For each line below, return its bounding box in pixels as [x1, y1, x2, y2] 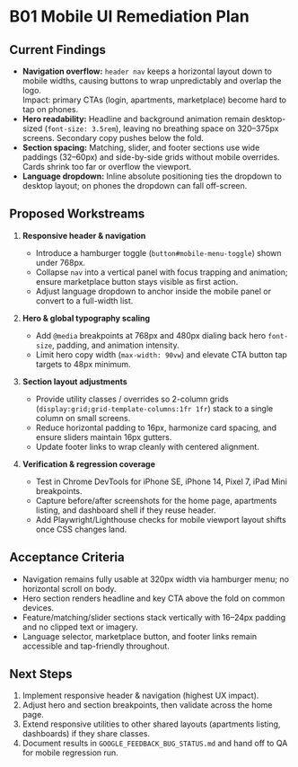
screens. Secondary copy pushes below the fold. [22, 133, 205, 143]
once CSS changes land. [35, 524, 127, 534]
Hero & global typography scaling [22, 313, 151, 323]
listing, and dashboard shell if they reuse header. [35, 505, 217, 516]
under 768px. [35, 257, 86, 268]
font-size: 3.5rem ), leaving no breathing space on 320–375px [47, 123, 279, 134]
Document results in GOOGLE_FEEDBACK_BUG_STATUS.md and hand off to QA [22, 738, 288, 749]
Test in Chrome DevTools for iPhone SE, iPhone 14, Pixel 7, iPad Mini [35, 476, 287, 487]
